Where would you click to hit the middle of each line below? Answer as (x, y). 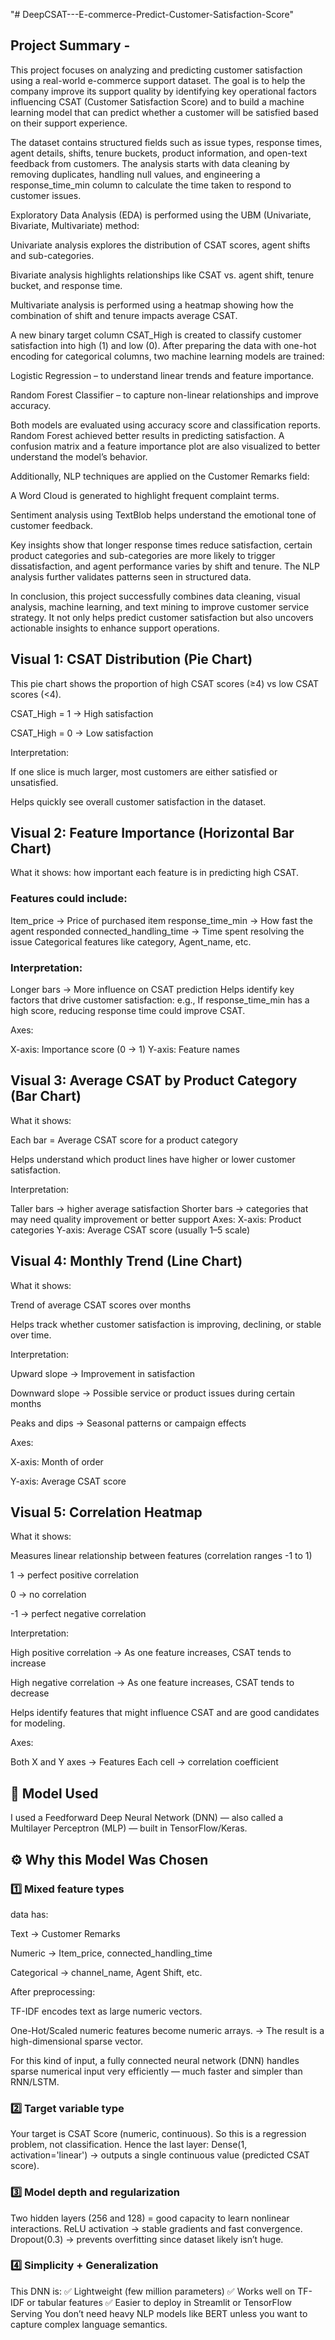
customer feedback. (52, 525)
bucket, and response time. (66, 285)
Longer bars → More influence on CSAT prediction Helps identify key (152, 990)
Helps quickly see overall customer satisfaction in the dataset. (138, 801)
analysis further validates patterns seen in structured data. (131, 576)
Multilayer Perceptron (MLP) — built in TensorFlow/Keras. (129, 1828)
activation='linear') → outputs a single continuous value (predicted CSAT (160, 2155)
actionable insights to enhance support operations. (115, 628)
